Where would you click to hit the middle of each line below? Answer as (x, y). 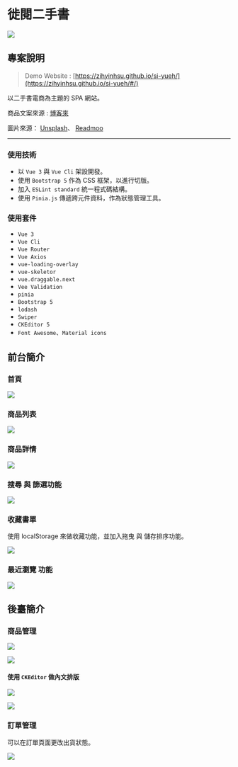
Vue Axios (32, 257)
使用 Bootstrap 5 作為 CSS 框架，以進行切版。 (85, 181)
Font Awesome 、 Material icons (62, 333)
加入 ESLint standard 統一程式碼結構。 (74, 189)
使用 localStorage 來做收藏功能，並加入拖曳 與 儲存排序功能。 (97, 536)
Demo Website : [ (50, 76)
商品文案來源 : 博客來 (38, 113)
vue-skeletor (37, 272)
